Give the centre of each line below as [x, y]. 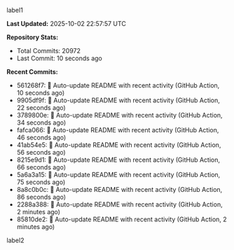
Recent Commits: [32, 72]
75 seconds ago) [41, 182]
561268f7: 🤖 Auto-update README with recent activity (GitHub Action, [118, 85]
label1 [15, 10]
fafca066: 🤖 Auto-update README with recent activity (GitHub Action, [118, 130]
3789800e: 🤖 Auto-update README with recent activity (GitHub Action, [119, 115]
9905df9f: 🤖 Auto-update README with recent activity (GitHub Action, [118, 100]
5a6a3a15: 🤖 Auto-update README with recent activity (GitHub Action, [118, 175]
